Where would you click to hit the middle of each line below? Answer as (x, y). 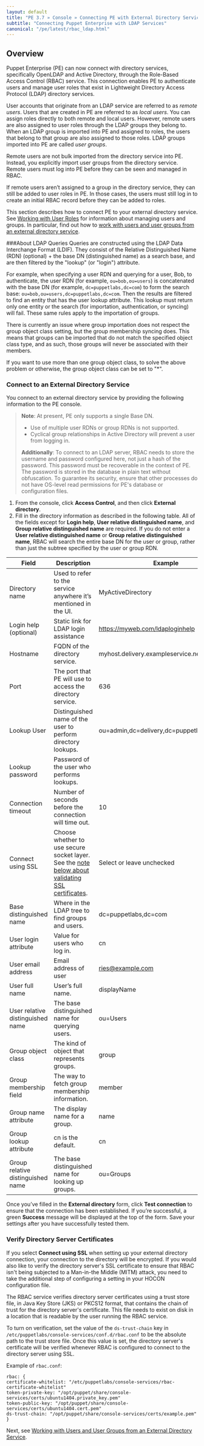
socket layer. (72, 855)
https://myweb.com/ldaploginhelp (147, 629)
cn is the (66, 1138)
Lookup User (28, 731)
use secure (70, 848)
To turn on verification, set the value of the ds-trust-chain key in (87, 1328)
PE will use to (73, 679)
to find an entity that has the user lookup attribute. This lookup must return (100, 300)
